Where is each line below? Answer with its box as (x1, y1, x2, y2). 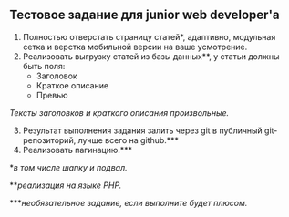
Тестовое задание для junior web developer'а (9, 7, 280, 23)
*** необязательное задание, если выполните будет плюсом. (9, 197, 248, 208)
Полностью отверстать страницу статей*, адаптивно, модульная (22, 31, 276, 42)
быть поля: (22, 60, 66, 71)
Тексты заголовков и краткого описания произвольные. (9, 107, 230, 118)
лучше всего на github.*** (77, 134, 180, 145)
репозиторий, (22, 134, 77, 145)
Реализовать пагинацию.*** (22, 144, 133, 155)
